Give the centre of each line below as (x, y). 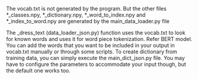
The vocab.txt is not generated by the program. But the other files (87, 9)
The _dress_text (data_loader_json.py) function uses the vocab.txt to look (96, 33)
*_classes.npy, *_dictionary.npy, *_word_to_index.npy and (76, 15)
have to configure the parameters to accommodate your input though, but (96, 64)
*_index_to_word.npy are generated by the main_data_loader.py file (88, 21)
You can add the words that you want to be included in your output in (90, 45)
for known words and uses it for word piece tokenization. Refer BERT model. (99, 39)
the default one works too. (39, 70)
